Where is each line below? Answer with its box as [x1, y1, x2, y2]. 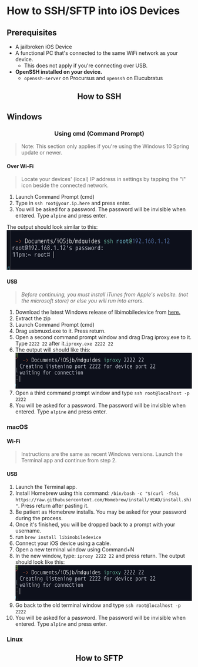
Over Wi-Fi [6, 162, 34, 169]
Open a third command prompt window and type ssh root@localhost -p [15, 389, 190, 396]
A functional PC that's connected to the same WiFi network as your [15, 50, 178, 57]
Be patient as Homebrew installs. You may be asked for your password [15, 508, 187, 515]
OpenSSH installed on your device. [15, 68, 102, 75]
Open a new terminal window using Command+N [15, 546, 135, 553]
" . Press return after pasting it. [15, 502, 89, 510]
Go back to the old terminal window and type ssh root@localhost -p [15, 602, 181, 609]
